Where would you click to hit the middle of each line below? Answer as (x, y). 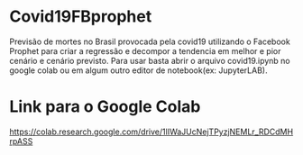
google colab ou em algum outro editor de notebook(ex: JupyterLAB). (138, 70)
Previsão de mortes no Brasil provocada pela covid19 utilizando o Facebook (150, 41)
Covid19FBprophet (81, 17)
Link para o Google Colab (105, 107)
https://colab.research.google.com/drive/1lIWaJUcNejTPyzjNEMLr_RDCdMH (151, 132)
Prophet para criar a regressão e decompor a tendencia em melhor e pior (145, 50)
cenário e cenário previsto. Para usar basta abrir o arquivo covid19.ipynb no (150, 60)
